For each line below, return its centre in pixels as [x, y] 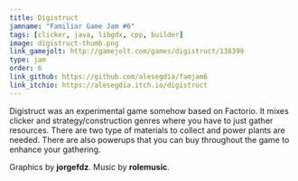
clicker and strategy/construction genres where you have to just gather [141, 120]
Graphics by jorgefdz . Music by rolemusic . [89, 167]
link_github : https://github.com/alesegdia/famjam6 [108, 77]
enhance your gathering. [55, 149]
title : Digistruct [44, 18]
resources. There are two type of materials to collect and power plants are [148, 130]
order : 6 [26, 69]
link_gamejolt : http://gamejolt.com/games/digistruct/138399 [127, 52]
